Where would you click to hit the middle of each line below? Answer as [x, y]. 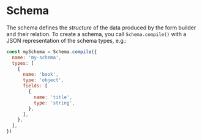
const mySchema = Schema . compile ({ [52, 52]
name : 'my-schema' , [37, 57]
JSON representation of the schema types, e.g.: [67, 40]
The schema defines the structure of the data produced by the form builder [101, 28]
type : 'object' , [43, 80]
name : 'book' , [41, 75]
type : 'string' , [54, 103]
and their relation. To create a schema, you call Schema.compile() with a [96, 34]
